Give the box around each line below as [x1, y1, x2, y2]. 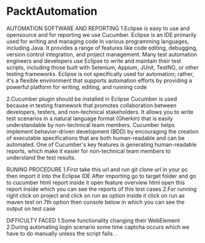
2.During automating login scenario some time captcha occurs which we [6, 223, 190, 231]
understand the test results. [6, 153, 77, 161]
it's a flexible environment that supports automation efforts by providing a [6, 77, 192, 84]
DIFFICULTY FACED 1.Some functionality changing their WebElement [6, 217, 180, 224]
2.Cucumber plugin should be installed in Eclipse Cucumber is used [6, 95, 177, 102]
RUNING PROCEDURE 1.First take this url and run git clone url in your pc [6, 166, 188, 173]
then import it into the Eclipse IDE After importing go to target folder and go [6, 172, 196, 179]
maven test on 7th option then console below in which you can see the [6, 198, 185, 206]
